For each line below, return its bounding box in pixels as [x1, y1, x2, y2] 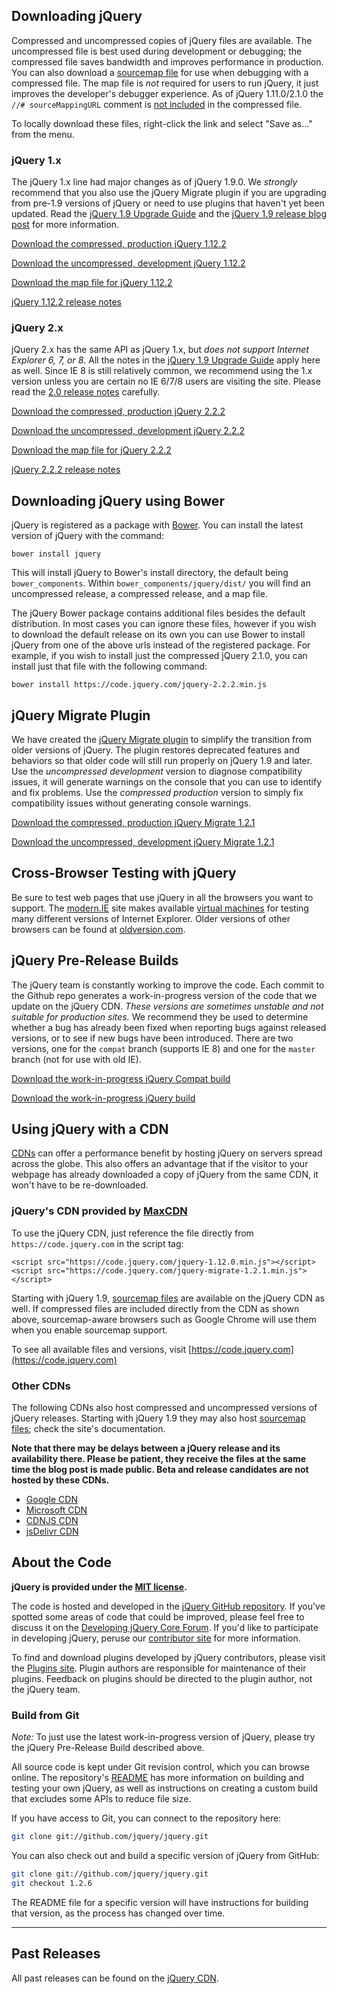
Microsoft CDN [25, 1504, 88, 1516]
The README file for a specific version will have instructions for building [11, 1896, 309, 1908]
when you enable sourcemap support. [11, 1324, 168, 1336]
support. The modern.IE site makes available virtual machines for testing [11, 902, 309, 914]
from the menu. [11, 128, 75, 140]
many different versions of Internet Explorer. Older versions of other [11, 912, 291, 924]
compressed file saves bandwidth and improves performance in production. [11, 55, 324, 68]
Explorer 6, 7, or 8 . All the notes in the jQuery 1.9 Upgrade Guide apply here [11, 354, 321, 366]
